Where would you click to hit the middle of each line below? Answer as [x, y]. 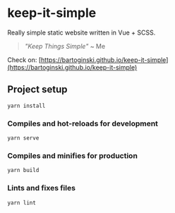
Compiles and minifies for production [72, 155]
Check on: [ [24, 60]
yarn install [26, 106]
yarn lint [22, 202]
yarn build [23, 171]
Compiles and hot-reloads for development [83, 123]
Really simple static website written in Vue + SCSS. [82, 32]
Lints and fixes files [42, 188]
